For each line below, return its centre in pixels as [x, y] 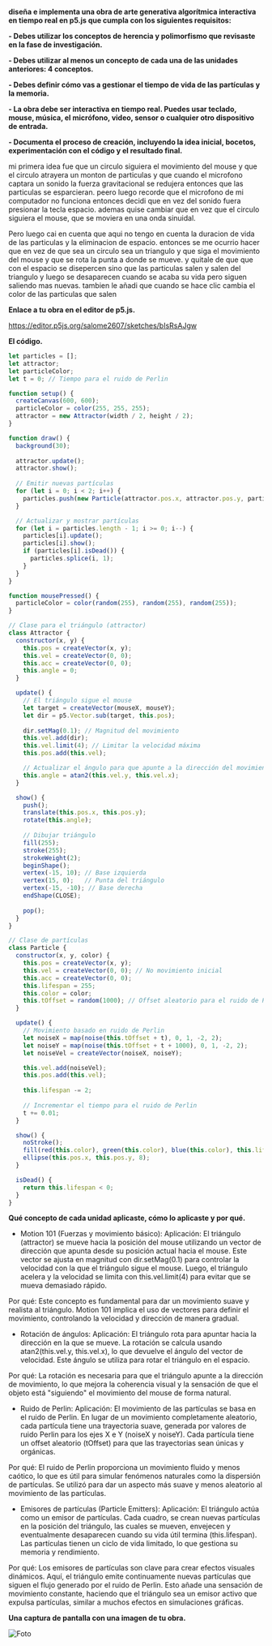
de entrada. [28, 126]
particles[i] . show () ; [59, 544]
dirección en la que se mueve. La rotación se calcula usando [121, 1343]
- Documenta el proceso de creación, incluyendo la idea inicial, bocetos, [132, 142]
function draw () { [39, 438]
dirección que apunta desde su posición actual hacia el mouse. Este [134, 1251]
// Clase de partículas [49, 940]
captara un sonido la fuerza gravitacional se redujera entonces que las [126, 183]
